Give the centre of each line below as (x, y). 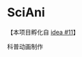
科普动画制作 (25, 46)
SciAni (26, 13)
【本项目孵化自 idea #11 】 (43, 32)
